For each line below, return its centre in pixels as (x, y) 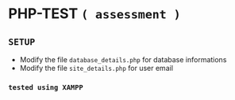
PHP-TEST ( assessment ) (94, 14)
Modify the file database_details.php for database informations (123, 59)
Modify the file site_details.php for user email (96, 68)
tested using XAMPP (46, 87)
